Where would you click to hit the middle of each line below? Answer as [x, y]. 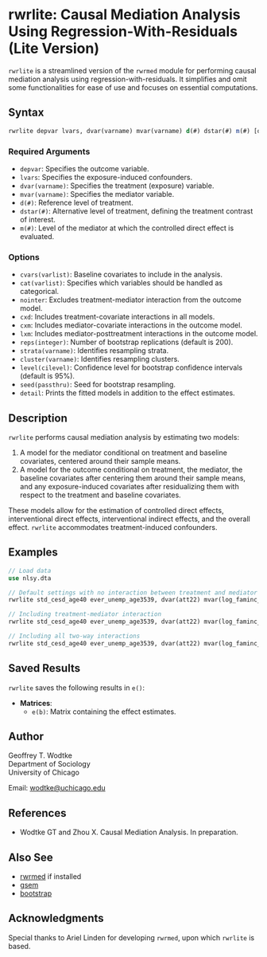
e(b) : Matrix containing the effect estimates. [104, 712]
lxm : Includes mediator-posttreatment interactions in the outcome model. [139, 334]
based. [19, 946]
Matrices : [36, 703]
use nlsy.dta [30, 578]
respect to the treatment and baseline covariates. [100, 495]
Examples [33, 553]
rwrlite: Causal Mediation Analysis [124, 15]
